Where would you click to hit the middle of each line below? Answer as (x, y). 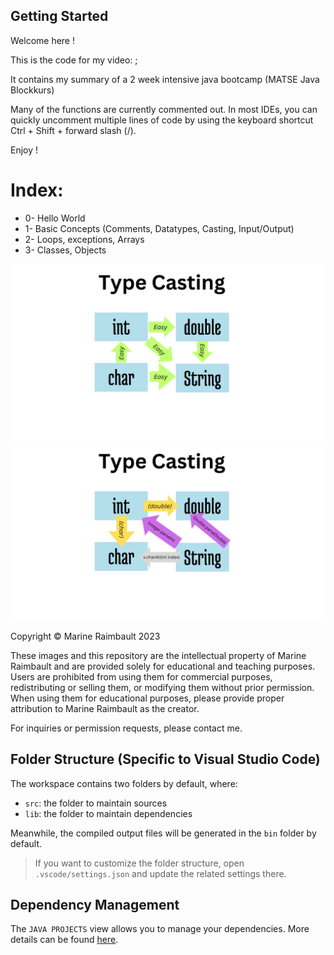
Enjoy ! (24, 150)
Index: (37, 190)
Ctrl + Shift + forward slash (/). (73, 130)
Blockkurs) (32, 90)
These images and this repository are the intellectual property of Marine (158, 655)
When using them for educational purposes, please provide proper (147, 698)
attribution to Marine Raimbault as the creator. (105, 708)
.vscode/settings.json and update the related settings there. (160, 873)
